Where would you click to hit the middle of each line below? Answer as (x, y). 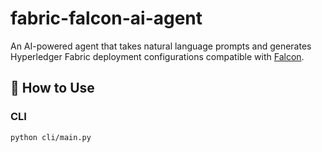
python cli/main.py (51, 137)
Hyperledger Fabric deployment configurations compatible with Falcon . (157, 56)
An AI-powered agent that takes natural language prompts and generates (161, 46)
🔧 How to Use (52, 88)
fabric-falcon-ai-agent (106, 18)
